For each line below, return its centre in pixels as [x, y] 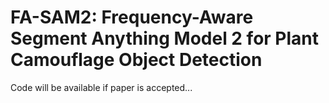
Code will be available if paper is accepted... [101, 87]
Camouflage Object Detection [136, 60]
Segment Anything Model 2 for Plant [165, 38]
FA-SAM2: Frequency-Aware [132, 17]
